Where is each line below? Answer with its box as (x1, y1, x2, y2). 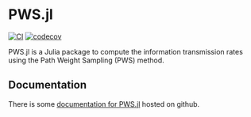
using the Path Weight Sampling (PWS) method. (8, 55, 164, 65)
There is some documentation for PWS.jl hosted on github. (8, 99, 200, 108)
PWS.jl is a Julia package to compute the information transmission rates (8, 47, 244, 56)
